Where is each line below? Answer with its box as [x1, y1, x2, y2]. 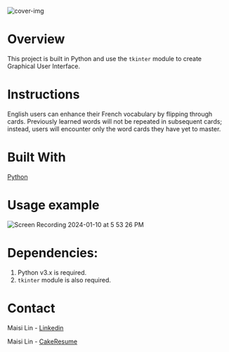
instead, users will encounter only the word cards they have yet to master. [7, 124, 221, 133]
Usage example [7, 197, 100, 213]
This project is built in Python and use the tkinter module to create [7, 54, 202, 63]
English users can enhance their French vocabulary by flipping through [7, 110, 213, 118]
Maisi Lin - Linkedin [7, 323, 64, 332]
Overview [7, 32, 65, 47]
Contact [7, 300, 55, 316]
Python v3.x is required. [17, 268, 87, 277]
